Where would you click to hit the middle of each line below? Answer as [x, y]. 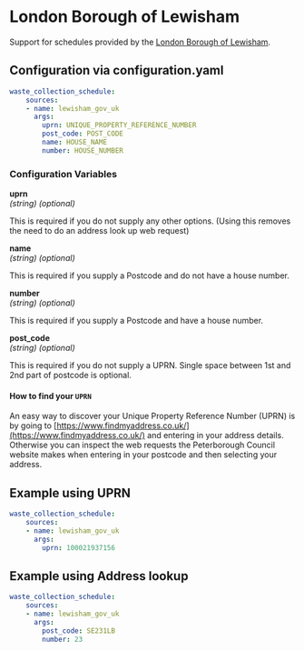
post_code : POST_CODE [83, 134]
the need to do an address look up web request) [99, 231]
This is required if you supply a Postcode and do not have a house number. [150, 275]
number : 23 [63, 639]
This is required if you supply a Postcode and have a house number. [137, 321]
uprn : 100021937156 [79, 547]
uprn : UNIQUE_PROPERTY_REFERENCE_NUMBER [119, 125]
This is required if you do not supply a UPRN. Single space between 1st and [150, 366]
